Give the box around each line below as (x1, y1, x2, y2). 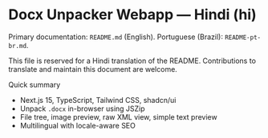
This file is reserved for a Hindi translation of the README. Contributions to (8, 56, 257, 65)
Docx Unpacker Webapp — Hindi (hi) (8, 6, 257, 24)
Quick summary (8, 80, 61, 89)
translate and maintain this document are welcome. (8, 64, 178, 73)
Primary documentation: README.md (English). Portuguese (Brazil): (8, 32, 223, 41)
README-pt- (224, 34, 262, 41)
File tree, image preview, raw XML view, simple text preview (19, 112, 218, 121)
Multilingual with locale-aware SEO (19, 120, 136, 130)
